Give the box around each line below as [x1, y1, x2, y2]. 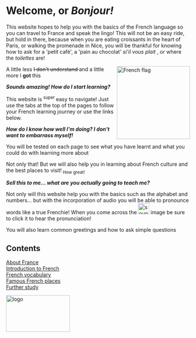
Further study [6, 284, 39, 291]
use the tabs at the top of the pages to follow [6, 102, 114, 109]
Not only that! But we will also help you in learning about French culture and [6, 161, 188, 168]
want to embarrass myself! [6, 131, 73, 138]
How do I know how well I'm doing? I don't [6, 126, 110, 133]
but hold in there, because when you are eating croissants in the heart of [6, 36, 181, 43]
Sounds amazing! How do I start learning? [6, 83, 111, 90]
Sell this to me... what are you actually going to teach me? [6, 179, 150, 186]
